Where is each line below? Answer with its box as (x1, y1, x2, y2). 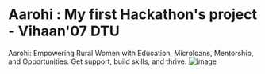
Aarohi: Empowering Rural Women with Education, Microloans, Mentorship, (8, 48, 254, 57)
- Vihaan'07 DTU (8, 22, 121, 40)
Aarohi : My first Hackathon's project (8, 6, 258, 24)
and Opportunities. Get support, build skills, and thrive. (8, 57, 187, 66)
